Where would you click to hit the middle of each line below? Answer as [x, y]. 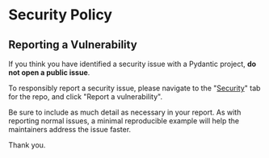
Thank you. [27, 145]
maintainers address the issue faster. [70, 129]
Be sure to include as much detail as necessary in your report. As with [125, 112]
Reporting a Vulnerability [73, 45]
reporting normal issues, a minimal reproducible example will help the [124, 121]
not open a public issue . [49, 73]
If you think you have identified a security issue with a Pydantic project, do [132, 64]
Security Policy [61, 15]
